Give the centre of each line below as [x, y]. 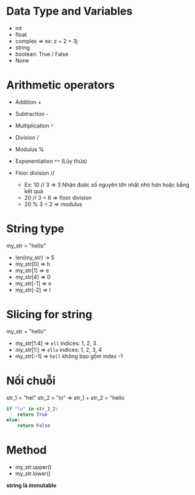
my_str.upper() [33, 467]
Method [27, 450]
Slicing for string [49, 315]
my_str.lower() [33, 474]
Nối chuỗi [31, 381]
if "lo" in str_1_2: [33, 409]
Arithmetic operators [60, 85]
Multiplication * [34, 126]
